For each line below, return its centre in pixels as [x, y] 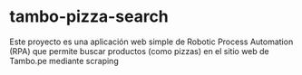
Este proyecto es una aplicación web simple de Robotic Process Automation [151, 42]
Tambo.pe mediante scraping [64, 61]
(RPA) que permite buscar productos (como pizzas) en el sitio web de [139, 51]
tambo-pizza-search [89, 17]
